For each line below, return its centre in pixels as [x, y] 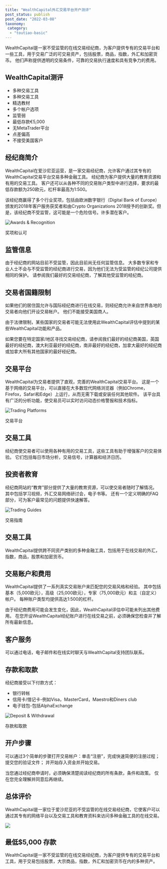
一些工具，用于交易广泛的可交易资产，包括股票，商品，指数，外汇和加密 [79, 54]
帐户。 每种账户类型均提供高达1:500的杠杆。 [50, 599]
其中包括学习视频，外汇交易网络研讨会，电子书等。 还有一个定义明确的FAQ [82, 493]
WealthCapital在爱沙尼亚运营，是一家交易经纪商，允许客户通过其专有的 [78, 171]
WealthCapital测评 [34, 78]
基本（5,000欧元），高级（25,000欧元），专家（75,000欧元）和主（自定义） [82, 593]
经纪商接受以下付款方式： [31, 682]
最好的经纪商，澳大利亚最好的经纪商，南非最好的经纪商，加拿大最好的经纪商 [83, 345]
